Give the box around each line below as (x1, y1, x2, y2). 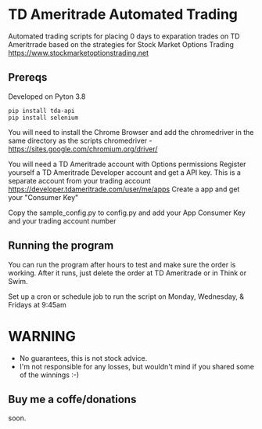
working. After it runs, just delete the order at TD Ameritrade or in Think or (8, 268, 247, 278)
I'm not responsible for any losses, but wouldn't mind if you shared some (19, 362, 254, 371)
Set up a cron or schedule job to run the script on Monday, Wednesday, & (8, 292, 245, 301)
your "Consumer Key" (8, 192, 79, 202)
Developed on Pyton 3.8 (8, 92, 86, 101)
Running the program (8, 239, 114, 253)
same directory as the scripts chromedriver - (8, 136, 153, 145)
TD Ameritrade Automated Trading (8, 5, 239, 24)
